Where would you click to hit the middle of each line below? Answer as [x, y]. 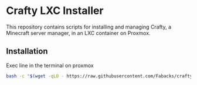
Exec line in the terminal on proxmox [50, 65]
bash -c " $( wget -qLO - [35, 76]
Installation [27, 52]
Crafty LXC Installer [55, 11]
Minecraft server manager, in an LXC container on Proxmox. [78, 33]
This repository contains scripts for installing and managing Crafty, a [89, 27]
